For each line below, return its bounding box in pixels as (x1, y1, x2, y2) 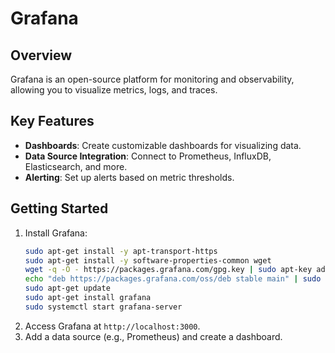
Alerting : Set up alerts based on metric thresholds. (24, 171, 235, 183)
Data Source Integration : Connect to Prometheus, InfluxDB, (24, 150, 272, 162)
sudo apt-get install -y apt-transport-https (24, 246, 218, 256)
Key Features (10, 113, 95, 130)
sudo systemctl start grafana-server (24, 302, 183, 312)
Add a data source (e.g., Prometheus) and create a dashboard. (24, 330, 283, 342)
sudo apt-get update (24, 283, 111, 294)
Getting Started (10, 200, 109, 217)
